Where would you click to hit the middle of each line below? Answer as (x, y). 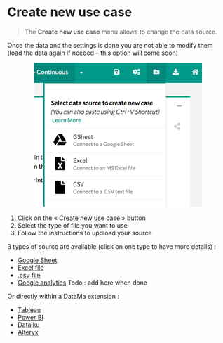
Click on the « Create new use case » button (81, 218)
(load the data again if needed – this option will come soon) (93, 53)
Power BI (31, 317)
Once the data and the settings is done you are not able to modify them (110, 45)
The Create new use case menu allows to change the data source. (121, 32)
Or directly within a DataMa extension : (63, 296)
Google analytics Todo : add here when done (82, 283)
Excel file (31, 267)
